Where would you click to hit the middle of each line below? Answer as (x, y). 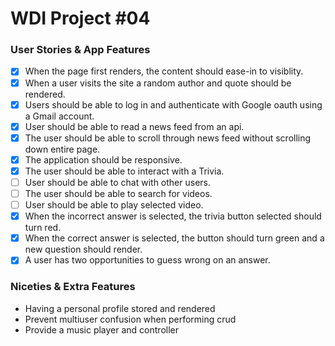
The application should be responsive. (103, 159)
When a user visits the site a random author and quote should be (158, 83)
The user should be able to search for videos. (118, 193)
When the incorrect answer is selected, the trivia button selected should (173, 216)
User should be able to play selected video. (114, 205)
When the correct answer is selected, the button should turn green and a (174, 238)
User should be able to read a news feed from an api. (134, 126)
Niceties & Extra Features (73, 287)
